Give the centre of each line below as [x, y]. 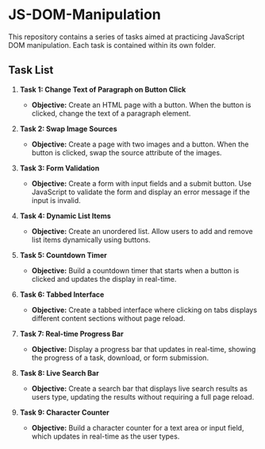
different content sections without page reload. [108, 318]
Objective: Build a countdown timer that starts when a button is [135, 270]
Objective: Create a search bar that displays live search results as [140, 388]
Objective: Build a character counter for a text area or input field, [138, 428]
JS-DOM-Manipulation [84, 15]
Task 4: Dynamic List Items [65, 216]
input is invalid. [56, 200]
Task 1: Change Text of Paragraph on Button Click [103, 89]
